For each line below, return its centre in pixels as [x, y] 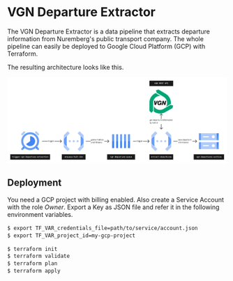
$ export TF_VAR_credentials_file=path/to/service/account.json [103, 228]
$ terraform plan [32, 264]
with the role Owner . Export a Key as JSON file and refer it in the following [113, 207]
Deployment [35, 183]
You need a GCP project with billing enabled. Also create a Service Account [116, 199]
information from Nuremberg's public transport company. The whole [106, 38]
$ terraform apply [34, 271]
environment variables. [40, 214]
